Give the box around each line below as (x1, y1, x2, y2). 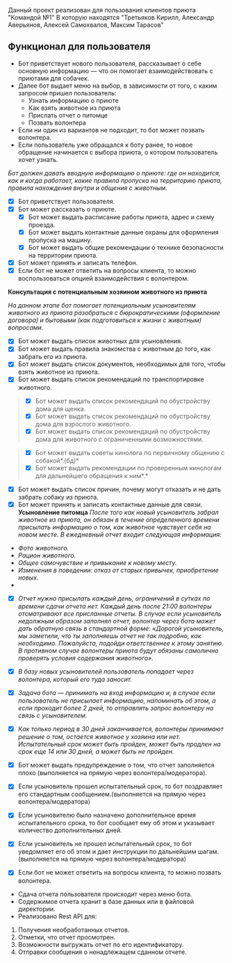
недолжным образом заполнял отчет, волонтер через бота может (17, 617, 216, 625)
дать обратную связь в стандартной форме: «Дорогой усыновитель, (17, 624, 224, 632)
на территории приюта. (28, 251, 98, 260)
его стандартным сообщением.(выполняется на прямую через (17, 790, 206, 799)
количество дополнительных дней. (17, 826, 122, 834)
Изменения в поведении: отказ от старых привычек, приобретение (17, 566, 219, 574)
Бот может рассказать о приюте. (17, 205, 117, 213)
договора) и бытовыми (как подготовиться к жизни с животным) (8, 316, 202, 324)
